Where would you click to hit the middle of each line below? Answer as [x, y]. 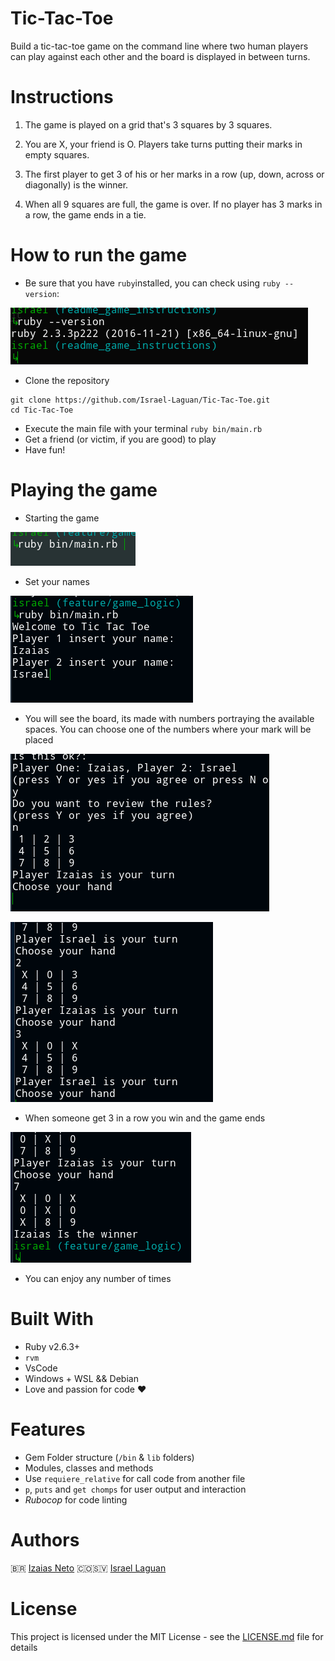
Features [48, 1429]
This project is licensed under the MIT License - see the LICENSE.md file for [167, 1636]
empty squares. [57, 154]
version [40, 294]
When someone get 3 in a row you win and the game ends [145, 1118]
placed [39, 739]
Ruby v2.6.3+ [52, 1346]
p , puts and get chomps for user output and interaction [135, 1489]
